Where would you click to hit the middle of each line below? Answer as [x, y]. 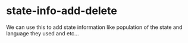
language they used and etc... [43, 33]
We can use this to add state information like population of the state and [94, 27]
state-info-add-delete [62, 11]
